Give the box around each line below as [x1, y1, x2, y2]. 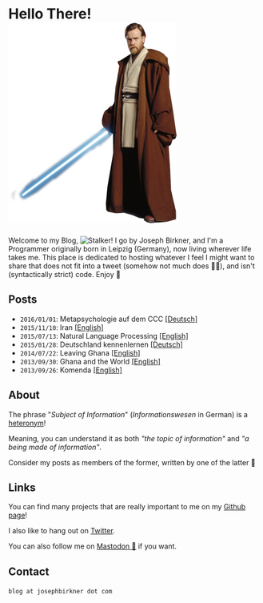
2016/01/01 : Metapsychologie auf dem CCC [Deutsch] [19, 314, 198, 324]
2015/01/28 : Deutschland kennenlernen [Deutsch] [19, 340, 184, 349]
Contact [8, 565, 50, 578]
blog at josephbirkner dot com [8, 588, 113, 596]
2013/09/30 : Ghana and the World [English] [19, 356, 161, 366]
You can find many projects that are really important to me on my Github [8, 502, 246, 512]
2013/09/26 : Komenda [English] [19, 365, 122, 375]
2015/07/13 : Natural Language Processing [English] [19, 331, 189, 340]
